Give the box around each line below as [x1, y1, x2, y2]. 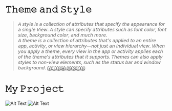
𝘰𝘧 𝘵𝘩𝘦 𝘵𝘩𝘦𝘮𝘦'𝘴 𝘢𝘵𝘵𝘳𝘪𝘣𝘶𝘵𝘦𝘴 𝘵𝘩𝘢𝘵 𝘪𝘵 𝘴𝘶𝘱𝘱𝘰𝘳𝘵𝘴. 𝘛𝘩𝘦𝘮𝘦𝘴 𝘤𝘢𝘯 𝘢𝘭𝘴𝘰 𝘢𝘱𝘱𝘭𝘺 [17, 53, 163, 60]
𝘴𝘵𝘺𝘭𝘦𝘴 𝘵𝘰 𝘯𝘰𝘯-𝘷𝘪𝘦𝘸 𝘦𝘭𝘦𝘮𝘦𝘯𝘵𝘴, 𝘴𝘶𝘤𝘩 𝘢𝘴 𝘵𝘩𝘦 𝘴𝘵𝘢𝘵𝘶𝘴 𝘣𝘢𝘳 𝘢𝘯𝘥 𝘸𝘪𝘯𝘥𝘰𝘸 [17, 59, 161, 65]
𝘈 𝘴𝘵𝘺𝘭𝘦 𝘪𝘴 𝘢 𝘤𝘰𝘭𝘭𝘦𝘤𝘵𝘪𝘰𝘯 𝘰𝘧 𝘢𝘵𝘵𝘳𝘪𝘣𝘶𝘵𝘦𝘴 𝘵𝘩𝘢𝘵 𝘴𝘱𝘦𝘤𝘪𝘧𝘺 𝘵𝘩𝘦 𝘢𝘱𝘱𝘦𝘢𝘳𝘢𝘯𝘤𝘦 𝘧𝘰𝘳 [17, 21, 165, 27]
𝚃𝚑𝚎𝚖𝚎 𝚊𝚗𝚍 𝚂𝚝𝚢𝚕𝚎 [5, 4, 92, 15]
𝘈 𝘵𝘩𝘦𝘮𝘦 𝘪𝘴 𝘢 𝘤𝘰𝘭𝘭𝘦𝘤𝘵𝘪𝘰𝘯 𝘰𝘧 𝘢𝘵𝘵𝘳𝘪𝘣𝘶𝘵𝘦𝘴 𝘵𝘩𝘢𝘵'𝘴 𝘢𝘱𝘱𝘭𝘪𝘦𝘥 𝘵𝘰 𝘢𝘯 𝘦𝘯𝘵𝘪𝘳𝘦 [17, 37, 156, 43]
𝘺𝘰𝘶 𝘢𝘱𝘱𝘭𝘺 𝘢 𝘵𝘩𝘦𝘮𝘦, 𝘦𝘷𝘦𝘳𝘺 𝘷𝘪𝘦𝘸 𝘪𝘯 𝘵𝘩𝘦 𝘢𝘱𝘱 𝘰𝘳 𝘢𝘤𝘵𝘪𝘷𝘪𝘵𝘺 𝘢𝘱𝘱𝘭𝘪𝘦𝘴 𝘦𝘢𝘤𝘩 [17, 48, 163, 54]
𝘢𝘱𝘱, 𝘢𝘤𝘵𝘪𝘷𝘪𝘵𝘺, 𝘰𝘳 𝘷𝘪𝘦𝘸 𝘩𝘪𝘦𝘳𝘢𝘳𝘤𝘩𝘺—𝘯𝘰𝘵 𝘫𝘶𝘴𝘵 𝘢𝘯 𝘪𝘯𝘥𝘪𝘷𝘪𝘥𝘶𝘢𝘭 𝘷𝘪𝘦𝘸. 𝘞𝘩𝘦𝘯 [17, 43, 165, 49]
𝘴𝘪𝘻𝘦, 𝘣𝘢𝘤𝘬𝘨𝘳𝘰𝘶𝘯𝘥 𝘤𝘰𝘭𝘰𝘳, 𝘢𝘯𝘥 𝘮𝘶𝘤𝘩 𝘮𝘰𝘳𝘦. [17, 32, 107, 38]
